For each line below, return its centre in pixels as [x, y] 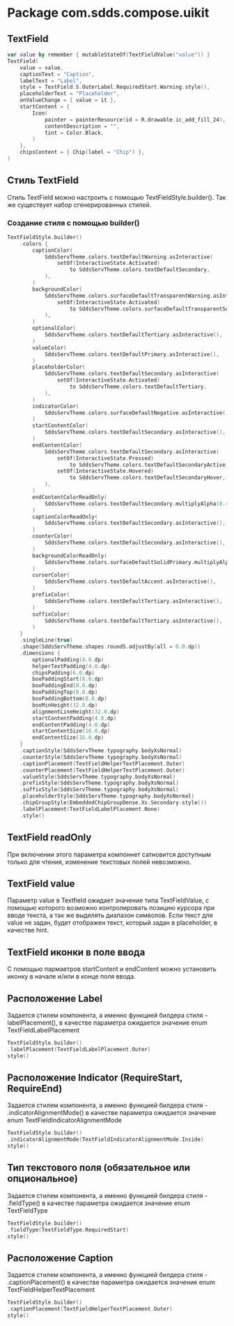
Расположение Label [55, 999]
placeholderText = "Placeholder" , [70, 94]
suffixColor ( [51, 614]
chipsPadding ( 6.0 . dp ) [64, 672]
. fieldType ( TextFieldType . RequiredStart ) [68, 1230]
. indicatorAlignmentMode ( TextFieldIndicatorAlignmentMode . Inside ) [106, 1140]
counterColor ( [53, 536]
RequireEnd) [35, 1089]
